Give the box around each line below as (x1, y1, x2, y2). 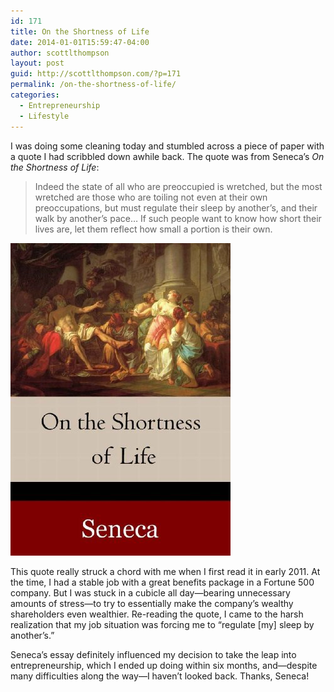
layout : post (10, 58, 65, 69)
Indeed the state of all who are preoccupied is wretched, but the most (34, 180, 323, 192)
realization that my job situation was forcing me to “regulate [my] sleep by (10, 618, 315, 630)
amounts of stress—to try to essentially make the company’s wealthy (10, 597, 294, 609)
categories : (10, 90, 60, 100)
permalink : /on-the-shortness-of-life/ (10, 80, 177, 90)
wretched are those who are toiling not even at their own (34, 191, 268, 203)
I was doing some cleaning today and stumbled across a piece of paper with (10, 140, 325, 152)
